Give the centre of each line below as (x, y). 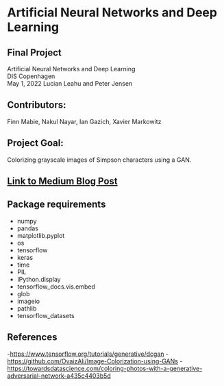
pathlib (27, 308)
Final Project (34, 52)
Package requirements (57, 205)
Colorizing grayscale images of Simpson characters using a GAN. (99, 160)
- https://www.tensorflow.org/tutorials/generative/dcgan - (88, 354)
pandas (28, 228)
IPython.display (39, 279)
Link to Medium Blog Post (62, 181)
